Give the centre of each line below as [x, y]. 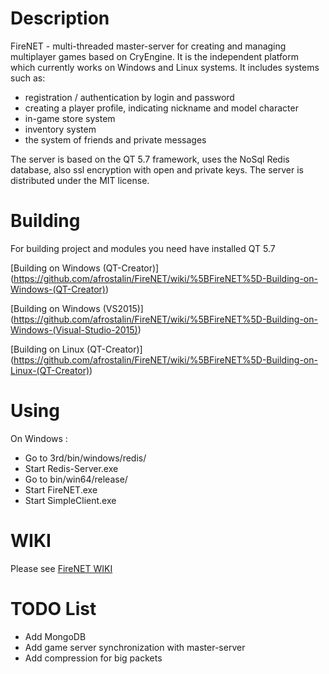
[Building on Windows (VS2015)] [77, 308]
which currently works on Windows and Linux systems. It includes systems [165, 67]
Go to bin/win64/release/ [76, 479]
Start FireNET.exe [61, 489]
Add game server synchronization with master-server [135, 647]
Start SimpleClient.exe [70, 500]
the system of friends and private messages [115, 139]
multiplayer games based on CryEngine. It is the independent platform [154, 56]
